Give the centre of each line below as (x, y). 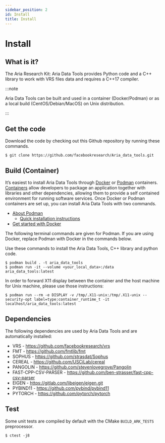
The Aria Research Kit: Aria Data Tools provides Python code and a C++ (79, 74)
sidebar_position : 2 (27, 10)
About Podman (27, 213)
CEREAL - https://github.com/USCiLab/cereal (58, 361)
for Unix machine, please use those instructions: (55, 286)
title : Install (21, 19)
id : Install (17, 14)
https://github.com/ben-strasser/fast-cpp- (110, 372)
